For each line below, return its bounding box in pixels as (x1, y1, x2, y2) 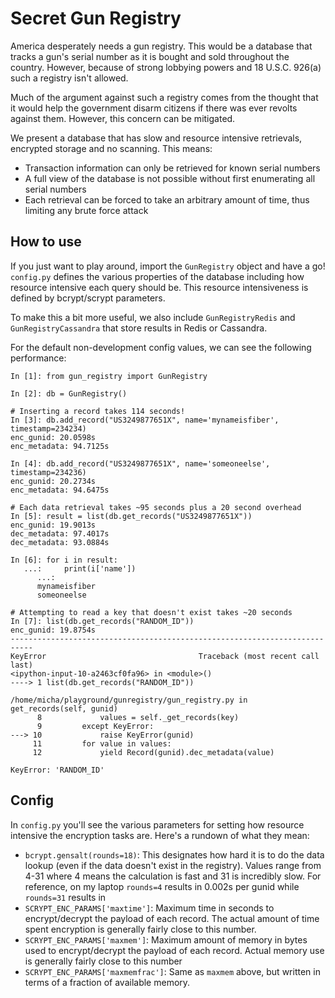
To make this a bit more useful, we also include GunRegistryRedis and (10, 311, 296, 323)
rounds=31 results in (24, 891, 107, 903)
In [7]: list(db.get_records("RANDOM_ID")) (10, 616, 195, 626)
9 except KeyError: (36, 721, 155, 731)
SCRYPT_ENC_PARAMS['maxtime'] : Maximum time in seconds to (24, 902, 275, 914)
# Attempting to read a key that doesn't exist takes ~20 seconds (10, 607, 293, 617)
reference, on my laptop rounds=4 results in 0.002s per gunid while (24, 880, 300, 892)
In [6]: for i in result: (10, 555, 118, 565)
